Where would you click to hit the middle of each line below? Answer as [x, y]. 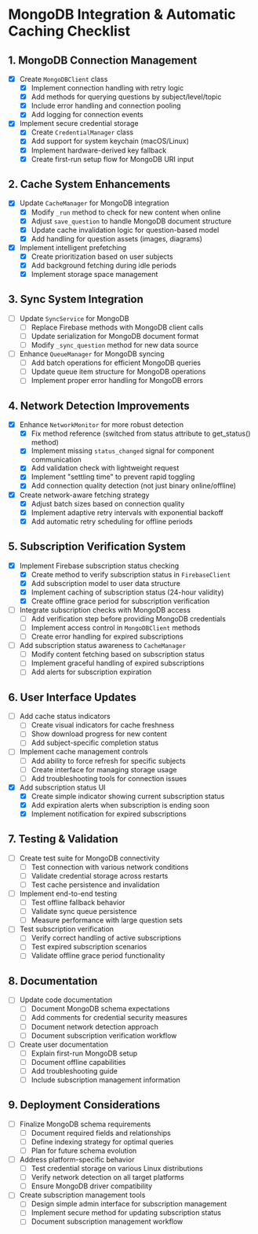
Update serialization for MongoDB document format [115, 336]
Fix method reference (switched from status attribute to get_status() [141, 433]
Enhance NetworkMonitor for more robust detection [102, 425]
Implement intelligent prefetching [73, 247]
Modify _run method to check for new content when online [126, 212]
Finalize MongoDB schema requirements [85, 1124]
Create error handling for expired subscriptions [107, 637]
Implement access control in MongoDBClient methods [116, 628]
